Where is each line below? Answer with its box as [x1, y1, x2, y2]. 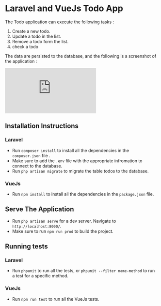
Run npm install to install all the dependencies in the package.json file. [12, 191, 154, 197]
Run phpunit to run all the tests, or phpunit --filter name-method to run [12, 268, 155, 274]
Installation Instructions [5, 122, 79, 130]
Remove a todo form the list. [12, 38, 69, 44]
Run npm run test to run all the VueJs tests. [12, 296, 99, 302]
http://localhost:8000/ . [12, 223, 62, 229]
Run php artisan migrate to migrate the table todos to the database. [12, 168, 149, 174]
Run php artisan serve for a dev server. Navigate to [12, 218, 116, 224]
